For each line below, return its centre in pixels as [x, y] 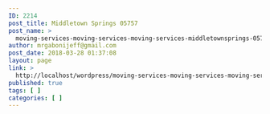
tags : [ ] [25, 90]
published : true [35, 83]
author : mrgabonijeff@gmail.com [62, 46]
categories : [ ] [35, 98]
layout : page [30, 61]
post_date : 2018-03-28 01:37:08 [62, 53]
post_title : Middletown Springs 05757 [73, 23]
